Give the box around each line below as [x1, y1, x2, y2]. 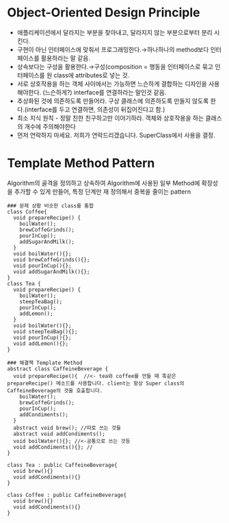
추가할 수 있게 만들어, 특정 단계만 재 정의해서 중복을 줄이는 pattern [14, 187, 191, 196]
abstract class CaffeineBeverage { [7, 365, 109, 372]
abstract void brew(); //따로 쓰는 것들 [13, 424, 122, 431]
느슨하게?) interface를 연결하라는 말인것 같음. [44, 88, 167, 97]
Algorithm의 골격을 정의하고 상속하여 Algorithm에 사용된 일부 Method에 [7, 179, 200, 187]
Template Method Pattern [7, 155, 155, 171]
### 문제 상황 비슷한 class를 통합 [7, 202, 94, 209]
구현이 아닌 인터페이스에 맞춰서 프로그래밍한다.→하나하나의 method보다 [16, 45, 209, 53]
